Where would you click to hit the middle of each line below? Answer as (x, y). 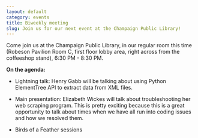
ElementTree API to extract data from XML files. (74, 88)
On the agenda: (26, 70)
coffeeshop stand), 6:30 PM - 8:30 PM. (55, 58)
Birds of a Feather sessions (49, 130)
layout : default (26, 12)
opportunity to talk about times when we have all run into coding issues (103, 112)
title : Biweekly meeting (37, 23)
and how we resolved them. (49, 118)
